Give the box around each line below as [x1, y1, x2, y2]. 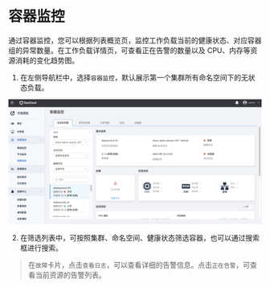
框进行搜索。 [19, 243, 63, 252]
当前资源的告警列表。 [35, 270, 106, 280]
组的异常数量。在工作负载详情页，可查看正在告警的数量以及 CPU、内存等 [8, 45, 251, 55]
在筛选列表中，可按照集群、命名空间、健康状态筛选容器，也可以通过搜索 [19, 233, 260, 242]
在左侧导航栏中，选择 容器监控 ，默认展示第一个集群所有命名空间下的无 [19, 72, 249, 82]
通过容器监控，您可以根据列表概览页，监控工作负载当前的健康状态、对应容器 [8, 35, 262, 45]
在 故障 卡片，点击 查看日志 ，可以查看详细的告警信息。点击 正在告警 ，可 [27, 260, 251, 269]
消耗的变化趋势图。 [14, 55, 79, 65]
